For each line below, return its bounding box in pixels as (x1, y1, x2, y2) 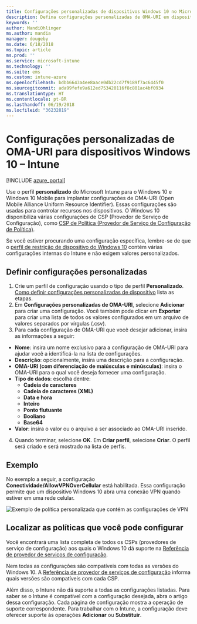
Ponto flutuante (23, 407, 63, 414)
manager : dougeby (6, 36, 49, 42)
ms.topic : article (6, 47, 51, 53)
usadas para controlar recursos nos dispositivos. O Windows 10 (6, 207, 160, 214)
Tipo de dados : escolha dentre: (14, 375, 91, 383)
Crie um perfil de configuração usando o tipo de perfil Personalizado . (14, 283, 184, 290)
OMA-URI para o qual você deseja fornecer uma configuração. (14, 369, 166, 376)
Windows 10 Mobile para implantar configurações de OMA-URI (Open (6, 195, 174, 202)
